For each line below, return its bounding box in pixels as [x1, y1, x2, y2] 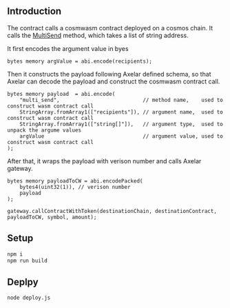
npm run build [7, 257, 48, 264]
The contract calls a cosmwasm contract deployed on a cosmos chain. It [7, 23, 213, 32]
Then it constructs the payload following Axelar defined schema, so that [7, 70, 211, 78]
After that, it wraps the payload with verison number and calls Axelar [7, 156, 202, 165]
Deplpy [7, 276, 39, 288]
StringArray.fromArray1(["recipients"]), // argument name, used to [19, 108, 224, 116]
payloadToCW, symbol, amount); [7, 214, 97, 220]
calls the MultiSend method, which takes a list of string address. [7, 31, 189, 39]
